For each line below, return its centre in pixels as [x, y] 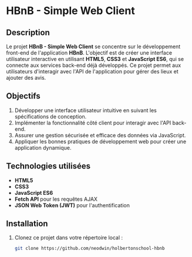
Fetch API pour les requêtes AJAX [56, 199]
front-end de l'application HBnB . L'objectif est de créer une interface [89, 53]
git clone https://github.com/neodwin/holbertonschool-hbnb [90, 248]
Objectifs [23, 96]
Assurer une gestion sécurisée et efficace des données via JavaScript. [100, 135]
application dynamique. [43, 147]
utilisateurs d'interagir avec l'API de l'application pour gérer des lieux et [92, 71]
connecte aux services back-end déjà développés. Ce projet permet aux [94, 65]
